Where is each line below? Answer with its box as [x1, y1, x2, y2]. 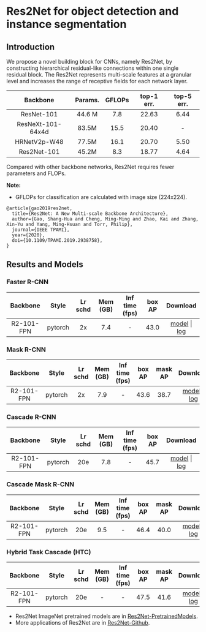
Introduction [6, 42, 55, 52]
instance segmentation [6, 17, 127, 31]
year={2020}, [12, 232, 45, 238]
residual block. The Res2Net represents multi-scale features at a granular [6, 71, 192, 78]
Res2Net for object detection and [6, 4, 179, 18]
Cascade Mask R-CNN [6, 480, 75, 489]
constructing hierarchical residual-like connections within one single [6, 64, 179, 72]
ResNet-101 [20, 110, 58, 118]
